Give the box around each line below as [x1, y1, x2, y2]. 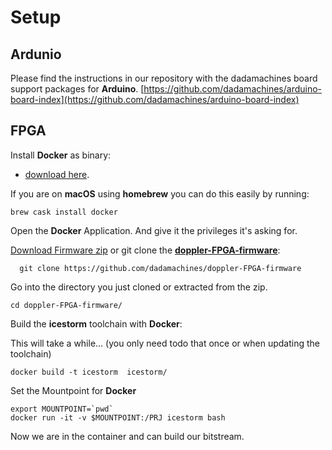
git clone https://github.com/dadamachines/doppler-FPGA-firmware [19, 263, 302, 273]
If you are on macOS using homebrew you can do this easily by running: [10, 187, 310, 200]
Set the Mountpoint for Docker [10, 384, 137, 396]
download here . [24, 168, 90, 180]
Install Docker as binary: [10, 149, 112, 161]
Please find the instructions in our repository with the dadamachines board [10, 72, 318, 84]
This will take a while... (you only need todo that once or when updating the [10, 337, 320, 349]
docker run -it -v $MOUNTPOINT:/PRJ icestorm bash [10, 412, 226, 423]
